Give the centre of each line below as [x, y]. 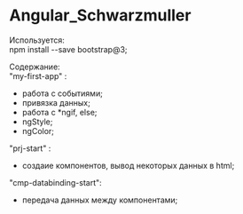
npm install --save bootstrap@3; [68, 49]
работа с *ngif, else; [59, 112]
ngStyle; [37, 122]
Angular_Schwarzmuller [100, 16]
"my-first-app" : [38, 75]
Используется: [37, 40]
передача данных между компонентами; [100, 200]
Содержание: [35, 67]
